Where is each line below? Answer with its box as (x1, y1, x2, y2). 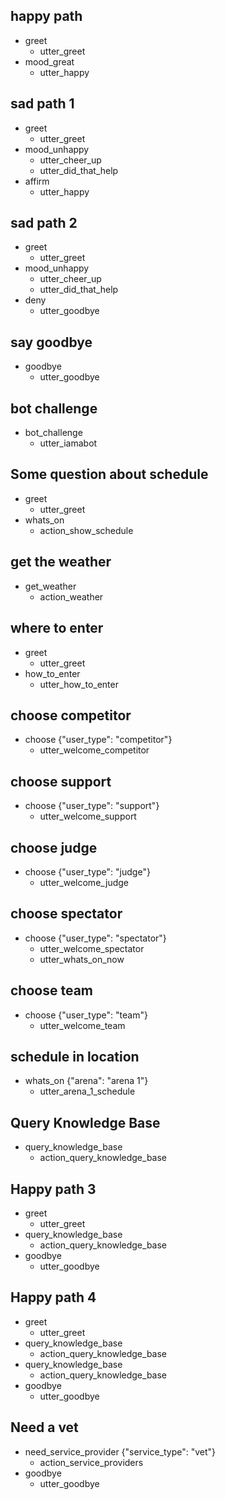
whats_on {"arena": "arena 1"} (24, 1075, 149, 1087)
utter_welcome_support (39, 810, 137, 823)
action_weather (39, 590, 104, 603)
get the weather (10, 554, 112, 571)
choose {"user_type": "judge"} (24, 865, 151, 878)
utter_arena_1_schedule (39, 1085, 136, 1098)
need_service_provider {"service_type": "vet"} (24, 1445, 217, 1458)
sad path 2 (10, 215, 78, 232)
